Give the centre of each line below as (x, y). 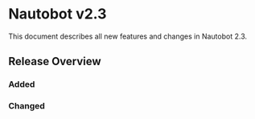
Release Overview (55, 62)
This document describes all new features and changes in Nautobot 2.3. (128, 36)
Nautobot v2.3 (58, 14)
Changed (27, 106)
